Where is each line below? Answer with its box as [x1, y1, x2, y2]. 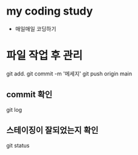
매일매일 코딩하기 [15, 25, 57, 32]
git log [6, 106, 22, 113]
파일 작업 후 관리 [6, 49, 83, 63]
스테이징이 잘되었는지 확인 [6, 125, 98, 136]
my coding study [6, 4, 93, 18]
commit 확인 [6, 89, 53, 100]
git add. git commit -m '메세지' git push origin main [6, 70, 133, 77]
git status [6, 142, 30, 149]
